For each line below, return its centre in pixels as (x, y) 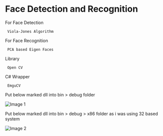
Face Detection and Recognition (72, 9)
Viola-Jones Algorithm (30, 31)
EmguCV (14, 86)
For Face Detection (24, 23)
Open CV (15, 68)
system (13, 119)
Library (12, 58)
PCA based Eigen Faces (30, 49)
